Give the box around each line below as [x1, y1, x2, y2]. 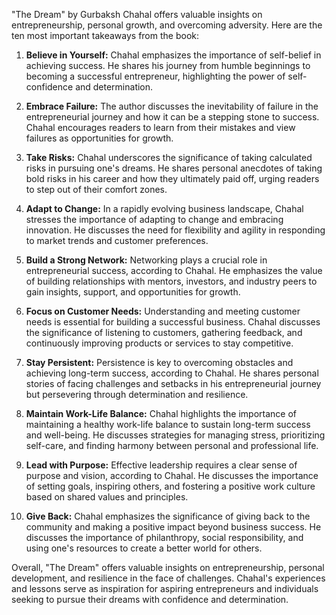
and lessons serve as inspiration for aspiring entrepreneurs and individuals [11, 583, 319, 594]
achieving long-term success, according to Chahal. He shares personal [25, 367, 319, 379]
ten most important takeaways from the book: [11, 30, 199, 41]
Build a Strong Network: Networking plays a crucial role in [25, 254, 268, 266]
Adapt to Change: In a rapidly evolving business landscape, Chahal [25, 203, 304, 214]
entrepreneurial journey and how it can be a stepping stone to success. [25, 111, 320, 123]
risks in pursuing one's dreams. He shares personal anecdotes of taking [25, 162, 323, 174]
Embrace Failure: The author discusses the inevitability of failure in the [25, 100, 319, 112]
